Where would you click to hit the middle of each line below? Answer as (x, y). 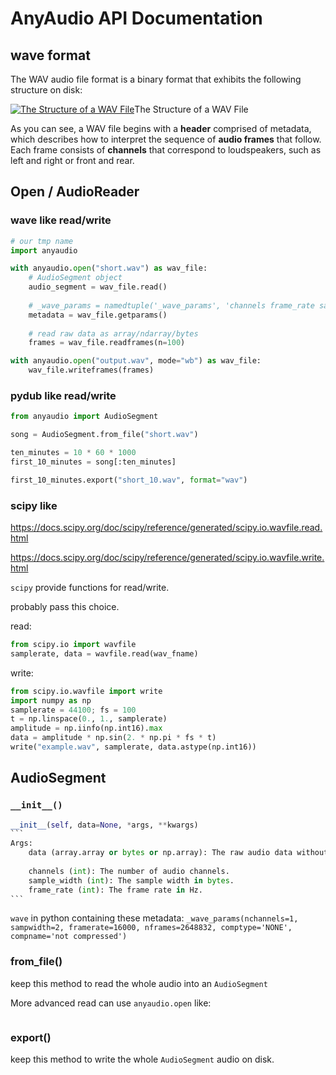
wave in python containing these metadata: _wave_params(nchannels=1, (154, 918)
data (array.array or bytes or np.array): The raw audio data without (178, 853)
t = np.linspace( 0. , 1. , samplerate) (89, 719)
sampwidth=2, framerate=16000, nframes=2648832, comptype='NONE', (151, 928)
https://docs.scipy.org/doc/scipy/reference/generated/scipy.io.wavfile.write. (167, 558)
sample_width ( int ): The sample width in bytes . (131, 880)
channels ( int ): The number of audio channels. (129, 871)
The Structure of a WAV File (191, 109)
